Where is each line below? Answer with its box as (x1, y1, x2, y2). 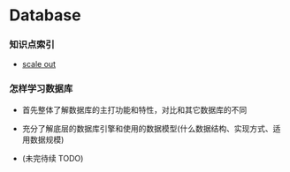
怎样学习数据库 (9, 83, 73, 95)
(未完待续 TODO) (21, 153, 84, 163)
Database (9, 5, 81, 26)
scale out (21, 59, 56, 70)
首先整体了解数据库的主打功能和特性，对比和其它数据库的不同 (21, 104, 248, 115)
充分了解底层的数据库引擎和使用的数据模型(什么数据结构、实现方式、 (21, 123, 273, 133)
